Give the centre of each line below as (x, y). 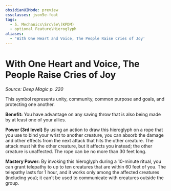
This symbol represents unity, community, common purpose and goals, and (85, 99)
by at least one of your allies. (36, 120)
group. (12, 183)
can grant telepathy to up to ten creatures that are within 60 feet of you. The (86, 166)
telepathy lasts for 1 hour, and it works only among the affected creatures (82, 172)
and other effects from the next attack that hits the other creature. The (79, 140)
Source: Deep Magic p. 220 (35, 89)
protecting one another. (30, 104)
